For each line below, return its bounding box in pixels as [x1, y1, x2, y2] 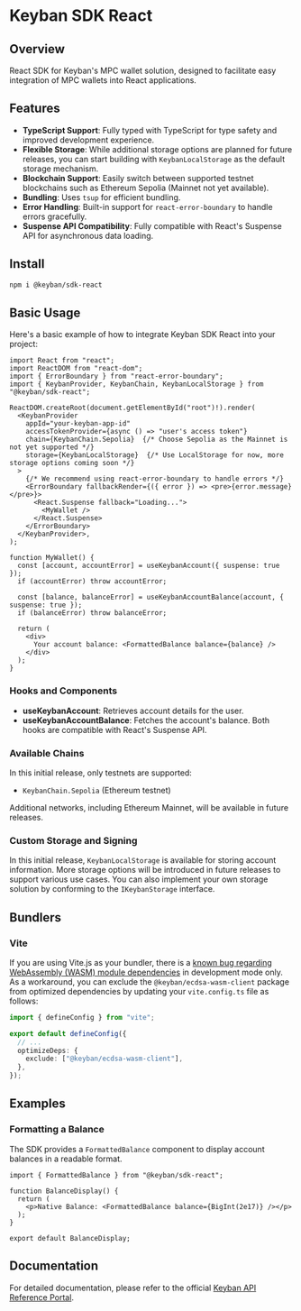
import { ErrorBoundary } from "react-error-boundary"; [9, 371, 223, 381]
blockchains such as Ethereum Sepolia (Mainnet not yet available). [22, 182, 269, 193]
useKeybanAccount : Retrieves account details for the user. [22, 705, 244, 716]
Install [9, 256, 45, 271]
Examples [9, 1096, 66, 1112]
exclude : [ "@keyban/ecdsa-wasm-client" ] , [25, 1054, 183, 1064]
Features [9, 101, 60, 116]
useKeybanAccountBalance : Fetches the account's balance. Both [22, 714, 270, 726]
